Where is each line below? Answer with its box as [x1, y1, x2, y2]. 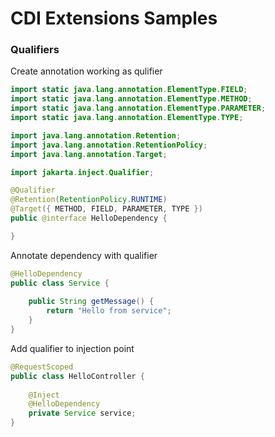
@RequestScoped [10, 362, 74, 372]
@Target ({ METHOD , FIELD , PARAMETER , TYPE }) [10, 204, 203, 214]
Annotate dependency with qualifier [10, 249, 158, 261]
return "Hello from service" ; [46, 306, 172, 316]
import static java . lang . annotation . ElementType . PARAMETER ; [10, 103, 267, 114]
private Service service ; [28, 408, 137, 419]
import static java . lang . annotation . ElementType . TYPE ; [10, 113, 244, 123]
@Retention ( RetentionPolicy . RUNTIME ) [10, 195, 168, 205]
